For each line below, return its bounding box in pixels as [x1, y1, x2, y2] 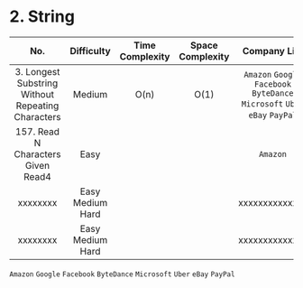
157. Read [14, 125, 60, 137]
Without [21, 88, 54, 100]
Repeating [15, 99, 60, 112]
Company [242, 44, 286, 57]
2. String [9, 6, 75, 27]
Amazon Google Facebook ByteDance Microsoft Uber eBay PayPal [9, 269, 235, 279]
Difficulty [69, 44, 111, 57]
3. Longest [14, 65, 60, 78]
